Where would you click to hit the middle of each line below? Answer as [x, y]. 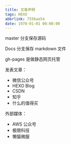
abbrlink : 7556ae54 [25, 19]
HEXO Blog [23, 86]
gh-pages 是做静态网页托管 [33, 59]
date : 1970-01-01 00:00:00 [33, 24]
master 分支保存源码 [26, 38]
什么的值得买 [25, 103]
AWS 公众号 [24, 124]
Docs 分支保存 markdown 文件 [36, 49]
